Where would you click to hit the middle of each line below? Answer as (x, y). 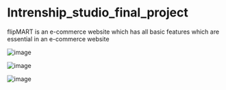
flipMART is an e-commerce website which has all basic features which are (113, 32)
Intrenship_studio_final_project (98, 13)
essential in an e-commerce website (58, 38)
